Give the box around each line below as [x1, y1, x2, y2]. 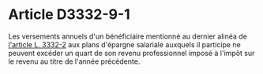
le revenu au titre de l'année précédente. [8, 57, 141, 66]
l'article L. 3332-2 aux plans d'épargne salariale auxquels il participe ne [8, 39, 241, 49]
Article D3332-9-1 [8, 6, 130, 24]
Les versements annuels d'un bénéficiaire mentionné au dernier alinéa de [8, 31, 247, 41]
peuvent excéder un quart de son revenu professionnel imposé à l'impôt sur [8, 48, 255, 57]
